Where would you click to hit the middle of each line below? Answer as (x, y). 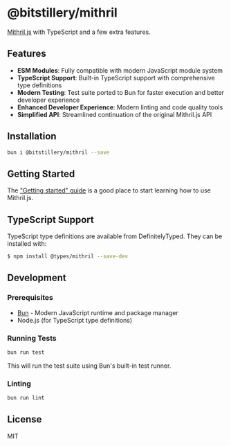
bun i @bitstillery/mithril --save (58, 152)
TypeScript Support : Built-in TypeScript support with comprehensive (116, 78)
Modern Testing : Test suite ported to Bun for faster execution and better (121, 92)
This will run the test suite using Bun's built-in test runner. (89, 366)
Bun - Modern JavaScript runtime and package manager (98, 312)
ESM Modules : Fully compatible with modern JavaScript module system (120, 70)
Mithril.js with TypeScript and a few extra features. (79, 32)
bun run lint (26, 398)
